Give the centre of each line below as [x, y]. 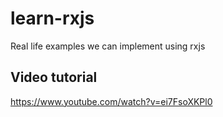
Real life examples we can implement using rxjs [108, 46]
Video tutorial [54, 77]
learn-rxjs [52, 18]
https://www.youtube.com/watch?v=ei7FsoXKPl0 [111, 101]
